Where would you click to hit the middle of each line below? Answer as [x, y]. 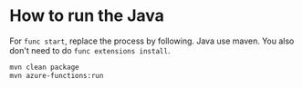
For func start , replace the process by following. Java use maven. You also [152, 41]
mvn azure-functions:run [57, 75]
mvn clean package [44, 67]
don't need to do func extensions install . [90, 50]
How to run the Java [87, 16]
